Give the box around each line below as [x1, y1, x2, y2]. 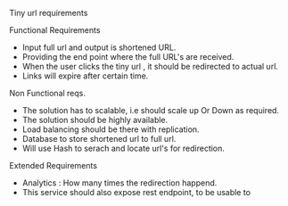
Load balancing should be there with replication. [21, 124, 200, 135]
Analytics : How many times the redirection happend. [21, 177, 218, 188]
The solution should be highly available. [21, 115, 169, 125]
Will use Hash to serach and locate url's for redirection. [21, 143, 226, 153]
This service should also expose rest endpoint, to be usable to [21, 187, 251, 197]
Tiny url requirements [9, 8, 88, 18]
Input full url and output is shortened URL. [21, 42, 177, 53]
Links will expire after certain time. [21, 70, 149, 81]
